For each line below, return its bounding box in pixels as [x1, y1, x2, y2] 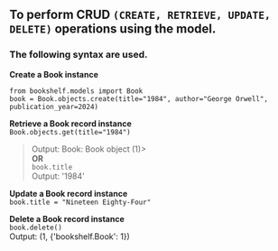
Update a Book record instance [9, 188, 128, 199]
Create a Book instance [9, 69, 99, 79]
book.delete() [9, 223, 63, 232]
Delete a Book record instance [9, 213, 125, 224]
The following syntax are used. [9, 49, 148, 61]
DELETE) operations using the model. [9, 22, 217, 37]
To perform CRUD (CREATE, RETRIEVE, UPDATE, [9, 7, 271, 23]
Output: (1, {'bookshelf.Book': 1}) [9, 230, 131, 242]
